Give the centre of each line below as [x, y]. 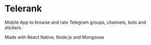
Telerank [23, 9]
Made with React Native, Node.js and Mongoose [54, 37]
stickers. [13, 27]
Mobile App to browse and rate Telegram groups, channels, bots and [75, 22]
